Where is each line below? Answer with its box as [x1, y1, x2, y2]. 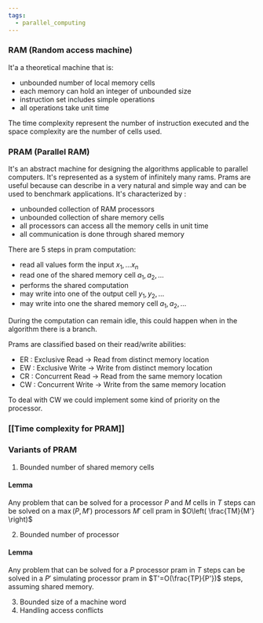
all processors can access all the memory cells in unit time [19, 221, 209, 230]
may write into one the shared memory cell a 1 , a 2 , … [19, 299, 187, 311]
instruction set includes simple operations [19, 94, 155, 104]
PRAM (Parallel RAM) [8, 146, 90, 157]
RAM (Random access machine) [8, 45, 133, 56]
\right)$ [8, 514, 33, 524]
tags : [8, 11, 26, 20]
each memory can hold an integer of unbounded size [19, 86, 192, 95]
